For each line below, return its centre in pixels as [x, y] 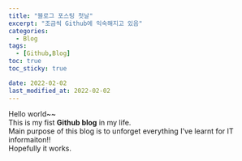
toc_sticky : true [38, 69]
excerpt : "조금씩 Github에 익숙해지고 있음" [76, 23]
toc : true [25, 61]
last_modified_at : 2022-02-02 [60, 91]
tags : [17, 46]
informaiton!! [30, 139]
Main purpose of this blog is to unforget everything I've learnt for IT [121, 131]
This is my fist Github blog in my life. [70, 122]
